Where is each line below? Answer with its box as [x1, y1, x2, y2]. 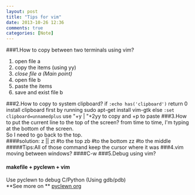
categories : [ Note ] [6, 30, 54, 36]
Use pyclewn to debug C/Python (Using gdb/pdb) [6, 176, 126, 183]
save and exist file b [14, 89, 63, 96]
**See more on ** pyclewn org [6, 183, 82, 190]
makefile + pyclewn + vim [6, 163, 70, 170]
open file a [14, 58, 41, 65]
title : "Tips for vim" [6, 14, 62, 20]
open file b [14, 77, 41, 84]
